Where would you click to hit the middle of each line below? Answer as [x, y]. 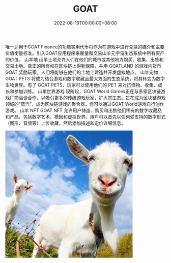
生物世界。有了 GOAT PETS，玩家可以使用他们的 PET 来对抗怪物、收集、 [82, 85]
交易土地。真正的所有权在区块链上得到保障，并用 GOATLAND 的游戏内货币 [83, 66]
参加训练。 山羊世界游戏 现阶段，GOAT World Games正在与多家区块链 [88, 91]
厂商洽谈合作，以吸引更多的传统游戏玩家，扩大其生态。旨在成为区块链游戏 [88, 98]
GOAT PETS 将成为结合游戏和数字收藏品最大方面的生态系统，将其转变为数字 [85, 78]
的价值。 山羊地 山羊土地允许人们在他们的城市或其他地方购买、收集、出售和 [84, 60]
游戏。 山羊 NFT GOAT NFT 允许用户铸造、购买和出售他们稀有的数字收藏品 [83, 110]
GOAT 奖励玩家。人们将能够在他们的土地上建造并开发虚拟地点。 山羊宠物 [82, 72]
